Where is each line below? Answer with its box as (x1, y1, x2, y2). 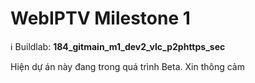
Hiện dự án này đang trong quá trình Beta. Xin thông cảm (10, 60, 245, 72)
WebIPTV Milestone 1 (10, 7, 191, 30)
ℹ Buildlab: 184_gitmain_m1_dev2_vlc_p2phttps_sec (10, 40, 226, 52)
